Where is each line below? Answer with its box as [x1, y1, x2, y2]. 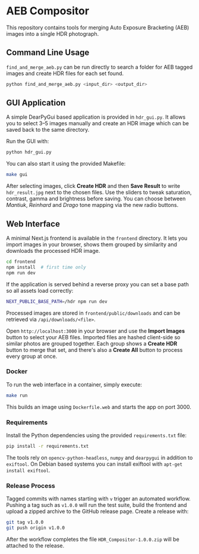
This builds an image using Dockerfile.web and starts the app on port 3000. [6, 403, 191, 410]
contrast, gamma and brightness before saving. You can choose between [6, 195, 186, 202]
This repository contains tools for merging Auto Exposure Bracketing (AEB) [6, 24, 189, 31]
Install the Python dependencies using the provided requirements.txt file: [6, 431, 187, 439]
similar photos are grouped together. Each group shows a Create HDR [6, 340, 178, 347]
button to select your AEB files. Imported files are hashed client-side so [6, 333, 181, 341]
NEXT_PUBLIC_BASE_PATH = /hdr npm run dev [6, 298, 108, 305]
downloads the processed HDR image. [6, 247, 100, 254]
